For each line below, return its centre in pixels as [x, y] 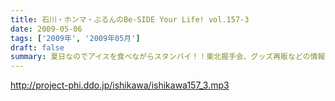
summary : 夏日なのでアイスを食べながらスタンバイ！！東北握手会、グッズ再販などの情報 [168, 57]
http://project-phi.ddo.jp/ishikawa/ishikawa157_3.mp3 [120, 85]
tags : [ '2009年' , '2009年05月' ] [75, 38]
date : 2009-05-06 [46, 29]
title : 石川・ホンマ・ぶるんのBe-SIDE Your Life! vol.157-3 [130, 19]
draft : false [37, 47]
